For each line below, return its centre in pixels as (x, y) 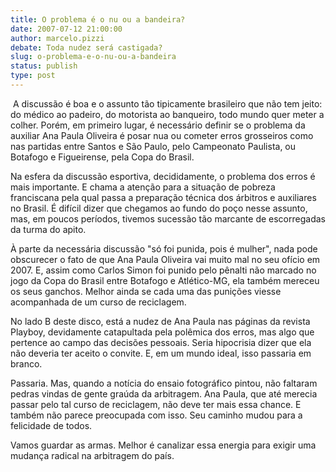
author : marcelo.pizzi (57, 38)
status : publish (44, 66)
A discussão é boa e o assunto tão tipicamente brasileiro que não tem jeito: (167, 103)
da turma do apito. (48, 229)
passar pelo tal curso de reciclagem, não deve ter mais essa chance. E (156, 404)
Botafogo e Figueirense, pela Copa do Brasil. (102, 157)
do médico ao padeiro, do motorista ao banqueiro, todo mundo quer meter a (167, 114)
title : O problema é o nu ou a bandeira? (98, 19)
